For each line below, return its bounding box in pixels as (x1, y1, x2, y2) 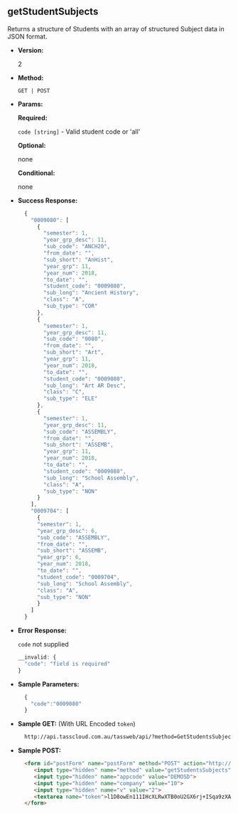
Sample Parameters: (17, 679, 80, 689)
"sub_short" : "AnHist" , (43, 256, 114, 263)
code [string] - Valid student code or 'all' (17, 127, 141, 136)
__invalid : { (17, 654, 57, 661)
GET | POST (17, 87, 50, 95)
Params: (17, 100, 43, 108)
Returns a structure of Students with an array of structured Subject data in (7, 24, 225, 33)
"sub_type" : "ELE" (43, 395, 98, 403)
